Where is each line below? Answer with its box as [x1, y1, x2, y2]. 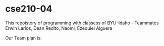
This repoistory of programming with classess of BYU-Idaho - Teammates [5, 20, 159, 26]
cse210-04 [5, 3, 52, 15]
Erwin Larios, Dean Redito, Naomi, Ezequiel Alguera [5, 25, 113, 31]
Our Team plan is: [5, 35, 42, 41]
